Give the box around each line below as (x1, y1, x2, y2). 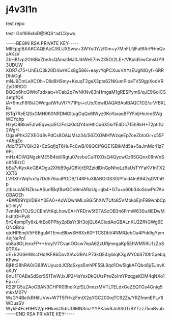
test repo (6, 20, 25, 26)
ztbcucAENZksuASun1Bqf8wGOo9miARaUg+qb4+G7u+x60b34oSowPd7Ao (6, 186, 165, 192)
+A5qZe (6, 138, 23, 144)
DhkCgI (6, 72, 22, 78)
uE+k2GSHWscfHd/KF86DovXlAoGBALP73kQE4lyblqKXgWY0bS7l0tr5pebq (6, 251, 166, 257)
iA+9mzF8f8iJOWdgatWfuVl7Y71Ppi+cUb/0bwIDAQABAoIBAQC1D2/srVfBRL (6, 99, 166, 105)
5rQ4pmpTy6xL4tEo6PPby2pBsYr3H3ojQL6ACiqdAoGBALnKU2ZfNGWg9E (6, 219, 163, 225)
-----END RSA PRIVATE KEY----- (6, 311, 75, 317)
